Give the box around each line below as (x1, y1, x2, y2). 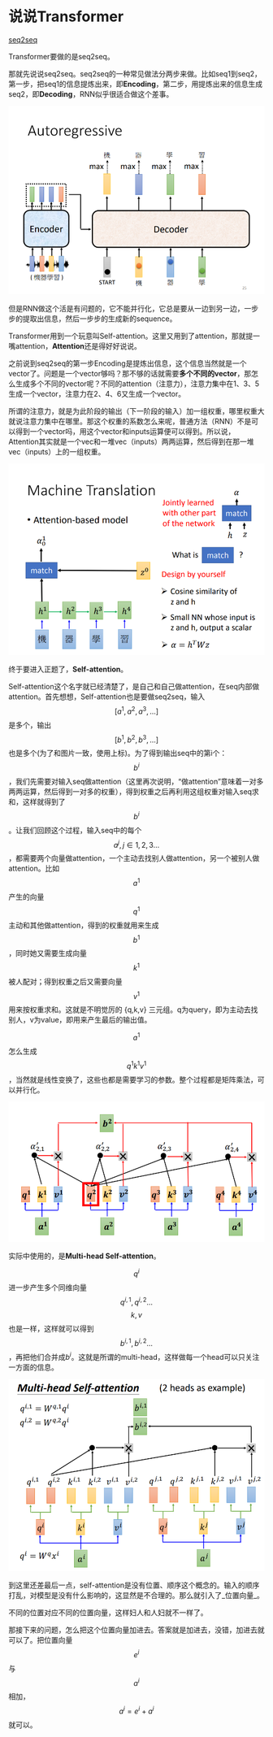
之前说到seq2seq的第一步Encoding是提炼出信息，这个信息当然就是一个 (8, 358, 247, 368)
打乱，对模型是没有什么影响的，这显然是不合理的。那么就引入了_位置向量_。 (8, 1591, 264, 1600)
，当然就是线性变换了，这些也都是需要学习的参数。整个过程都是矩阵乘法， (8, 1075, 258, 1084)
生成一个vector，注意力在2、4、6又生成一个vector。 (8, 389, 185, 399)
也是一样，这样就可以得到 (8, 1323, 94, 1333)
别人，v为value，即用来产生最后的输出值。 (8, 1015, 152, 1025)
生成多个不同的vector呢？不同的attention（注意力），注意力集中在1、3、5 (15, 379, 260, 389)
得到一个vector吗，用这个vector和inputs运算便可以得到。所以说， (15, 427, 236, 436)
